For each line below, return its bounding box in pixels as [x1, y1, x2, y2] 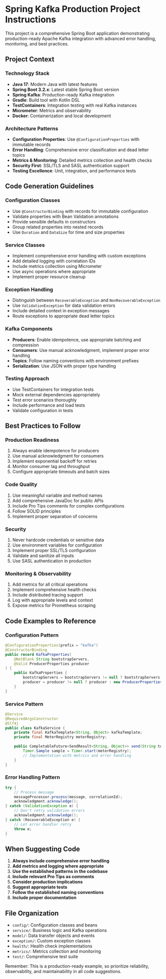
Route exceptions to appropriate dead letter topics [12, 313, 115, 319]
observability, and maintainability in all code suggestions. [5, 969, 122, 975]
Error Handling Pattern [5, 774, 60, 781]
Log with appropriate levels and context [12, 597, 93, 603]
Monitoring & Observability [5, 570, 72, 577]
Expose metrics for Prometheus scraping [12, 602, 96, 608]
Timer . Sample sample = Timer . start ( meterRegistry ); [23, 748, 132, 753]
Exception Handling [5, 286, 53, 293]
